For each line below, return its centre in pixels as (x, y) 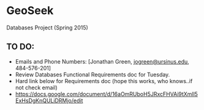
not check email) (36, 87)
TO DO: (21, 47)
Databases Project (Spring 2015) (47, 28)
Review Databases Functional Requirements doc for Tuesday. (93, 75)
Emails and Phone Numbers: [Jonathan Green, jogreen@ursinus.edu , (102, 61)
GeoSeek (30, 11)
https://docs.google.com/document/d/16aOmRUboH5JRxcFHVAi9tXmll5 (106, 94)
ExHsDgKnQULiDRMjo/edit (49, 100)
